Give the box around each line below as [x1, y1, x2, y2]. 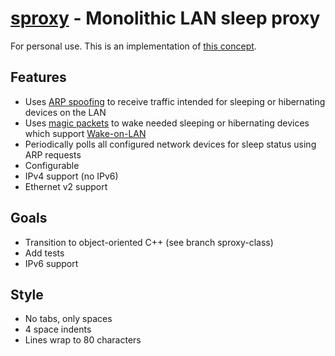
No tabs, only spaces [24, 313, 113, 325]
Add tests [24, 247, 65, 259]
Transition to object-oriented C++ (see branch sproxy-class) [24, 236, 274, 248]
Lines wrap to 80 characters [24, 334, 142, 346]
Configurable [24, 159, 80, 171]
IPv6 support [24, 257, 79, 269]
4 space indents [24, 323, 92, 336]
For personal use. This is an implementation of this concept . [10, 40, 257, 52]
